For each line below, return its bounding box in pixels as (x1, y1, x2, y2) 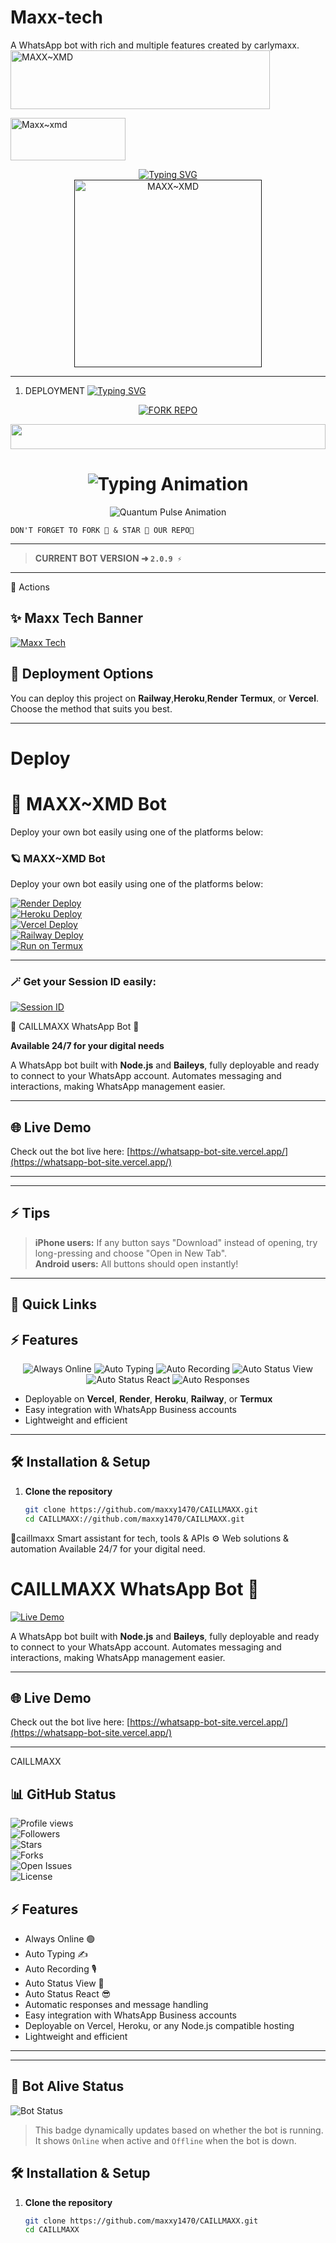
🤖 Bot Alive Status (10, 2078, 125, 2095)
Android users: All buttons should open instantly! (34, 1257, 239, 1270)
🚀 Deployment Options (10, 666, 154, 683)
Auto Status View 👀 (24, 1977, 105, 1989)
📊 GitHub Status (10, 1786, 117, 1803)
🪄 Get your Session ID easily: (10, 974, 157, 988)
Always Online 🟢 (24, 1932, 96, 1945)
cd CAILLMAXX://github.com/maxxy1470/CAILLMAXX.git (24, 1514, 245, 1524)
